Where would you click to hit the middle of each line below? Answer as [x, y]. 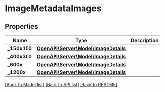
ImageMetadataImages [53, 9]
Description [144, 40]
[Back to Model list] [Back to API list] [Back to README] [61, 84]
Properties [22, 27]
